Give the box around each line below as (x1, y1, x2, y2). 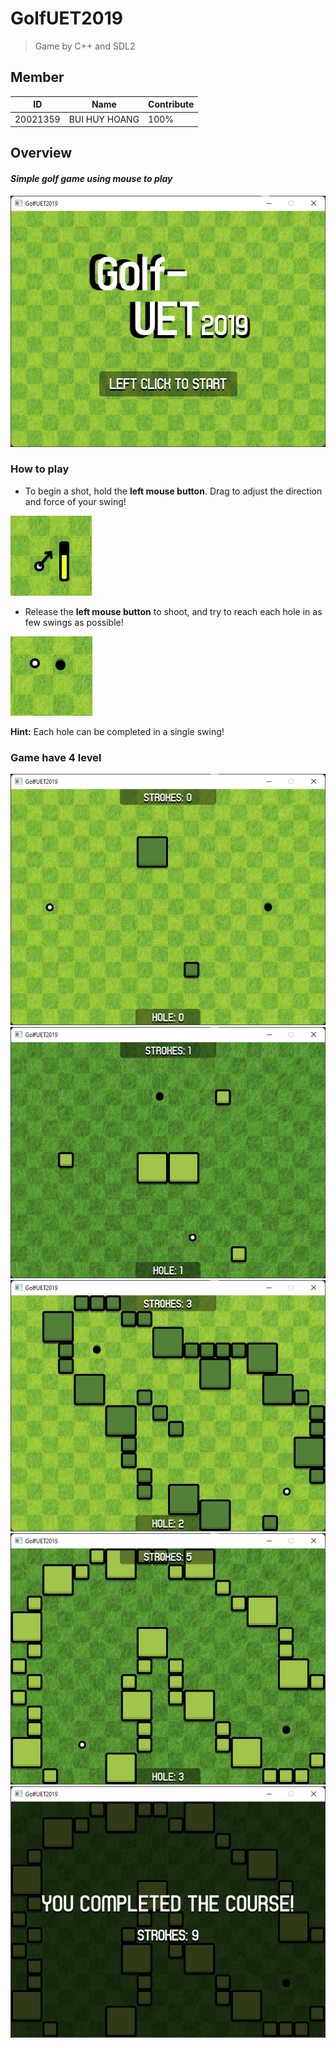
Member (10, 69, 65, 86)
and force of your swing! (24, 495, 127, 507)
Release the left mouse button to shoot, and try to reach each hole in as (24, 605, 323, 617)
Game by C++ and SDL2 (34, 40, 136, 52)
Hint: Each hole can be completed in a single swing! (10, 725, 225, 737)
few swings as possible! (24, 616, 124, 628)
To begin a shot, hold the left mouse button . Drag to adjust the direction (24, 485, 323, 497)
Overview (10, 145, 73, 162)
